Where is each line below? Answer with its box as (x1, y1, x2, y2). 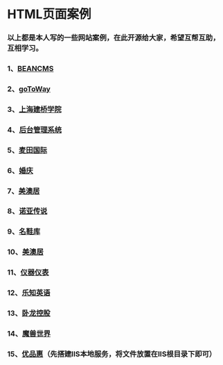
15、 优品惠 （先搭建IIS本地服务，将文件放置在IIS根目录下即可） (7, 349, 217, 359)
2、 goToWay (7, 84, 51, 94)
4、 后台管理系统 (7, 124, 62, 134)
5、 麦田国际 (7, 145, 47, 155)
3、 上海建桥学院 (7, 104, 62, 114)
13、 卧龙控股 (7, 309, 51, 318)
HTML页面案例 (7, 6, 91, 22)
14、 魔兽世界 (7, 329, 51, 339)
